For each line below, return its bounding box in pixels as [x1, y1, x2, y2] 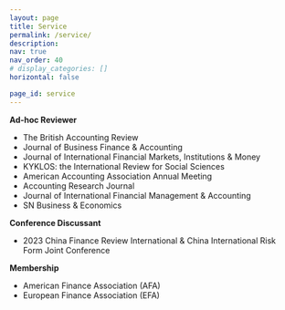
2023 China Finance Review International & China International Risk [22, 234, 277, 246]
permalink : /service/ [9, 30, 92, 39]
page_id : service [9, 88, 76, 98]
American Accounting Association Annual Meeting [22, 170, 213, 181]
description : [9, 38, 59, 48]
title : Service [9, 22, 68, 31]
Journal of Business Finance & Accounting [22, 141, 183, 152]
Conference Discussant [9, 217, 101, 228]
